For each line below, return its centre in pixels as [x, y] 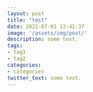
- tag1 [17, 53]
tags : [15, 46]
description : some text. [43, 39]
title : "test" [28, 20]
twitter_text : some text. [44, 78]
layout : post [26, 13]
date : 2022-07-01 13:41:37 [46, 26]
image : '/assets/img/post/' [48, 33]
